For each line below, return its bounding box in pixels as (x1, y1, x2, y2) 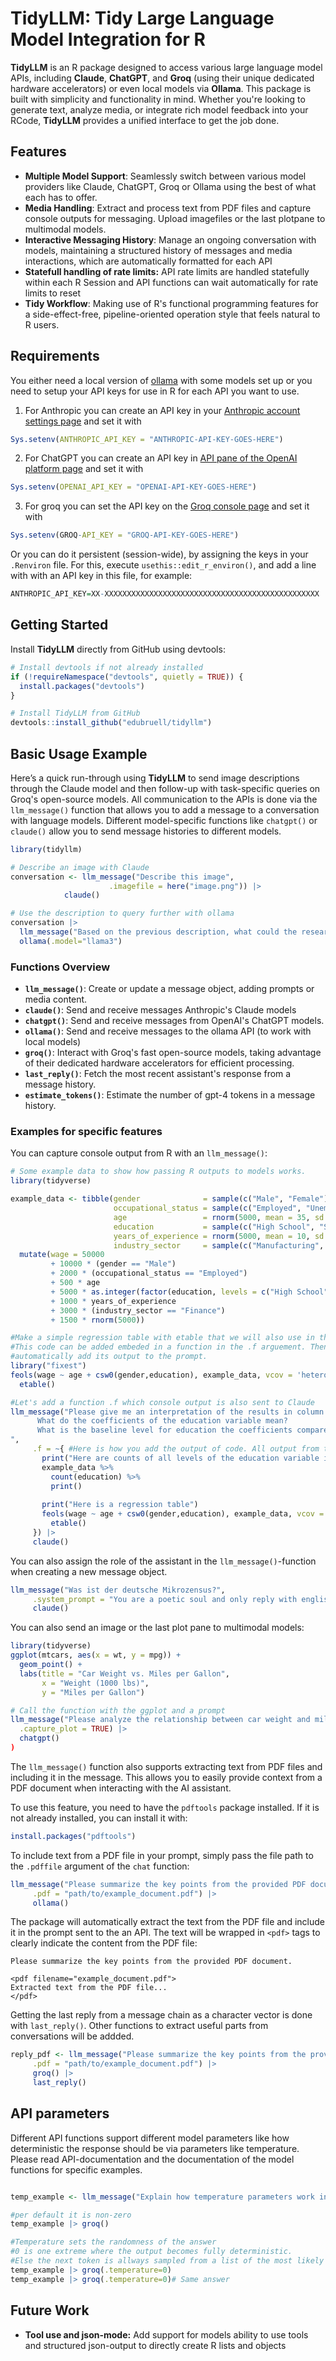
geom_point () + (19, 1660, 83, 1670)
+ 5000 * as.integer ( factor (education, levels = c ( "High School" (50, 1287, 329, 1297)
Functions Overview (10, 960, 111, 974)
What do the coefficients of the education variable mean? (36, 1416, 288, 1426)
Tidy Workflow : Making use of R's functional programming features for (24, 297, 319, 309)
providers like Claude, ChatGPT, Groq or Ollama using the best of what (24, 180, 317, 192)
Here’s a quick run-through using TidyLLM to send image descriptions (10, 772, 300, 784)
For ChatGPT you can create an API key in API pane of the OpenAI (24, 452, 298, 464)
